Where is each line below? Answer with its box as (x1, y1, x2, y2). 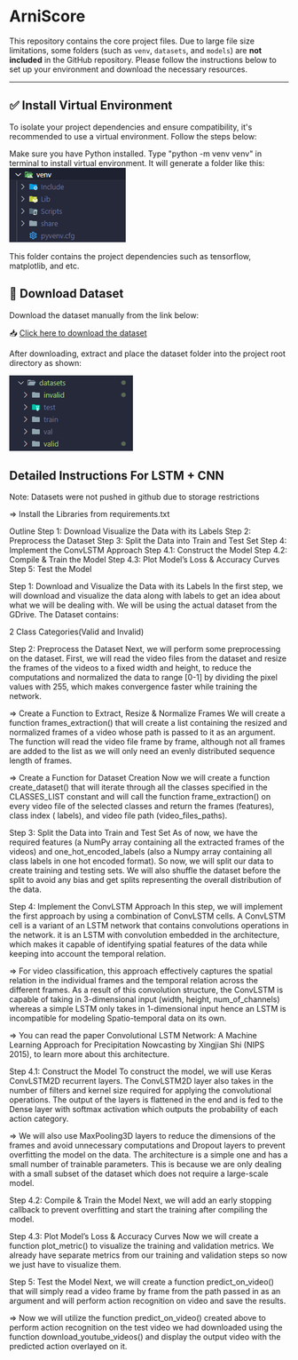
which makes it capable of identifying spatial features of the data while (9, 939, 268, 950)
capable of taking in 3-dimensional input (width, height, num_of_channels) (9, 994, 281, 1005)
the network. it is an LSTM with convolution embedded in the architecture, (9, 930, 280, 941)
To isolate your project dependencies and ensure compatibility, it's (9, 122, 253, 132)
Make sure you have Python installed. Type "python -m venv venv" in (9, 148, 263, 159)
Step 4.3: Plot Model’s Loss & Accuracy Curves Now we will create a (9, 1231, 259, 1242)
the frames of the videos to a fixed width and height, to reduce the (9, 663, 252, 673)
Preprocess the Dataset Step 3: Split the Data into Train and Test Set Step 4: (9, 536, 287, 546)
